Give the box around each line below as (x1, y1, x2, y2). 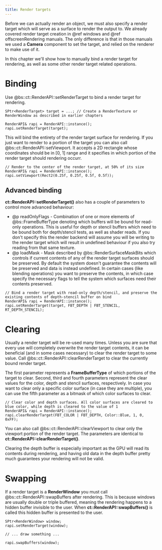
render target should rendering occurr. (5, 155, 82, 161)
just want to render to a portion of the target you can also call (5, 139, 128, 145)
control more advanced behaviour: (5, 204, 74, 210)
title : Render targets (5, 7, 51, 12)
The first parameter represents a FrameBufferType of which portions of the (5, 370, 156, 376)
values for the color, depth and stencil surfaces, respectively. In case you (5, 380, 151, 386)
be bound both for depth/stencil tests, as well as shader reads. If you (12, 229, 150, 235)
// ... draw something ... (5, 532, 60, 537)
